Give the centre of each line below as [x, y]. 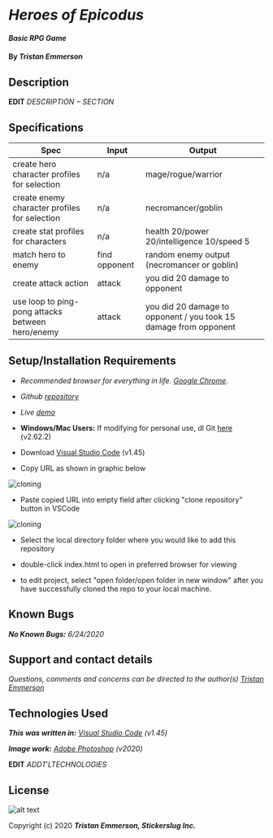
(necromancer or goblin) [192, 265]
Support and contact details [80, 660]
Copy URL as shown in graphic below [83, 468]
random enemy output [187, 254]
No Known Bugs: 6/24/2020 [56, 634]
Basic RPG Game [37, 37]
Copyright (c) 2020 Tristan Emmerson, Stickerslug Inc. [102, 826]
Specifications [46, 127]
